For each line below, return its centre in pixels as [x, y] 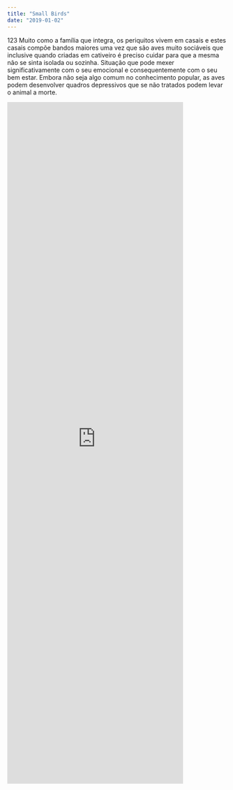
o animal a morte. [32, 92]
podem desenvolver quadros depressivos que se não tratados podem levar [115, 85]
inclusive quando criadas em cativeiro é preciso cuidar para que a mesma [113, 55]
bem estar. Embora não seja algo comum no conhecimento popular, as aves [116, 77]
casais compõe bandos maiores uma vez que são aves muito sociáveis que [115, 48]
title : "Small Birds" [39, 14]
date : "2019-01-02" [36, 20]
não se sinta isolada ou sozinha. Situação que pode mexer [91, 62]
